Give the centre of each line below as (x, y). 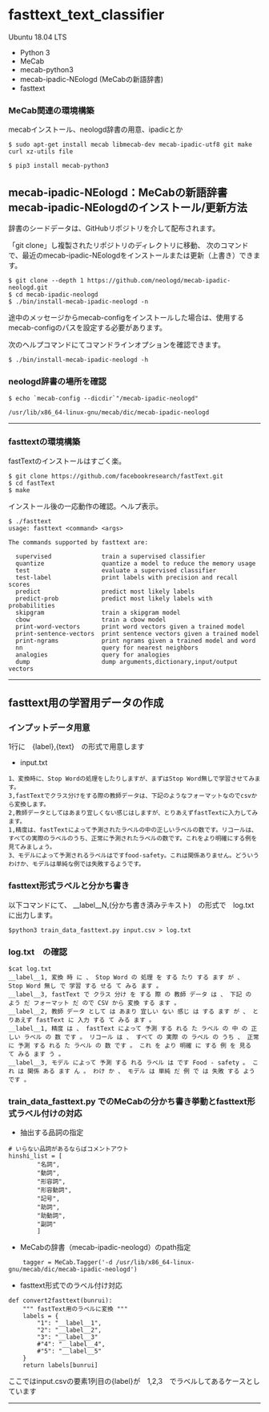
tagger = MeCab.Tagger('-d (68, 1263)
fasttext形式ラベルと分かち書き (69, 886)
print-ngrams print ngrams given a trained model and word (136, 641)
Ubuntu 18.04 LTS (38, 37)
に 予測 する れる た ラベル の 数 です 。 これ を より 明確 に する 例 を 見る (130, 1045)
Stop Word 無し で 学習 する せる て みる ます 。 (85, 986)
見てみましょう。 (32, 847)
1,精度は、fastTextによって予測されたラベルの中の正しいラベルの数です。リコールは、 (133, 830)
